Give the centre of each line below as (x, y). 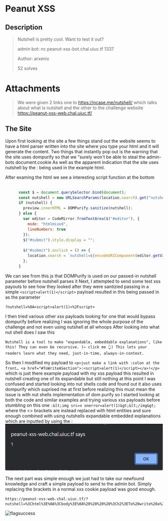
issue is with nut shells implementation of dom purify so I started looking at (82, 394)
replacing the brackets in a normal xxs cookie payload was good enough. (80, 489)
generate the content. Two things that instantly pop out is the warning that (81, 151)
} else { (27, 213)
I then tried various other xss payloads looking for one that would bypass (80, 316)
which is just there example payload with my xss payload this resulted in (79, 373)
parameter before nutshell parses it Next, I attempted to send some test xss (83, 281)
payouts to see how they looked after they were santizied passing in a (77, 287)
